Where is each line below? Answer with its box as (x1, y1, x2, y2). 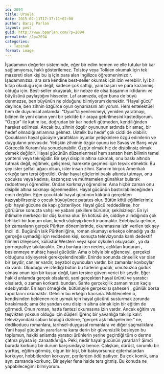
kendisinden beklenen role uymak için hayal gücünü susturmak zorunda (5, 296, 150, 302)
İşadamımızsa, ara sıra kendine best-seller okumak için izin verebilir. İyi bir (5, 77, 155, 83)
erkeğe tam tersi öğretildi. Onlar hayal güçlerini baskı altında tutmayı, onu (5, 171, 153, 177)
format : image (5, 48, 34, 53)
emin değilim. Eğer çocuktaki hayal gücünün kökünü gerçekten (5, 191, 132, 197)
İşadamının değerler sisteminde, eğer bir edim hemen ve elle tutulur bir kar (5, 62, 156, 68)
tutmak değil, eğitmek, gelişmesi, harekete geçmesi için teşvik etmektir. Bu (5, 160, 155, 166)
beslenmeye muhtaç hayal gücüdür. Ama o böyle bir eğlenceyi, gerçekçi (5, 249, 151, 255)
